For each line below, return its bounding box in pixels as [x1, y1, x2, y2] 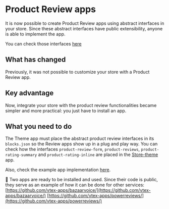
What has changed [5, 56, 66, 64]
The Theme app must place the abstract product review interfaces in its [5, 135, 154, 142]
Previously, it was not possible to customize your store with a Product [5, 69, 150, 75]
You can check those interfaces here [5, 40, 82, 46]
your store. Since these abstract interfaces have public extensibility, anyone [5, 25, 163, 31]
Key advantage [5, 89, 54, 97]
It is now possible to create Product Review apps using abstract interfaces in [5, 20, 164, 26]
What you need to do [5, 122, 72, 131]
